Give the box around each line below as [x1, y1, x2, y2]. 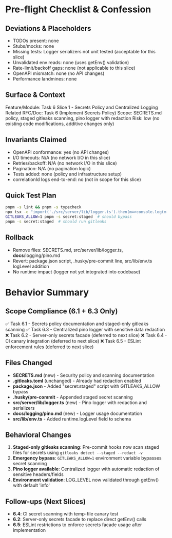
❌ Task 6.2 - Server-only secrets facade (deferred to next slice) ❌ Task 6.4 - [5, 332, 167, 338]
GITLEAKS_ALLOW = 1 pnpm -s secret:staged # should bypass [5, 214, 132, 220]
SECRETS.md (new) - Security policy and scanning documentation [12, 372, 155, 378]
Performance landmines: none [12, 76, 77, 82]
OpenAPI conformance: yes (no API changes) [12, 149, 109, 155]
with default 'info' [12, 482, 50, 488]
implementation [12, 527, 46, 533]
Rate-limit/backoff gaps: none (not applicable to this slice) [12, 65, 136, 71]
